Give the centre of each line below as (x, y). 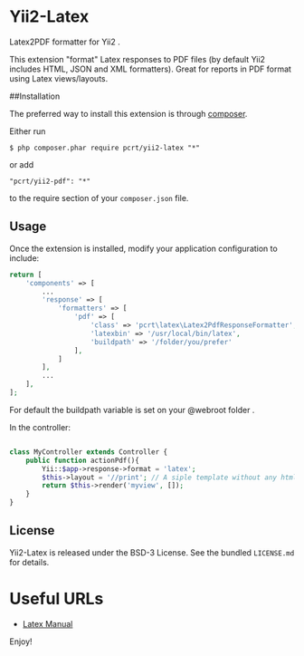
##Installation (35, 96)
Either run (28, 131)
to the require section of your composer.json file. (99, 198)
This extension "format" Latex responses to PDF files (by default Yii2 (137, 59)
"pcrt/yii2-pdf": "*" (50, 181)
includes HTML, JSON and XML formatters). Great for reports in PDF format (151, 69)
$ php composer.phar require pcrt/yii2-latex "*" (105, 148)
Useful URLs (57, 599)
